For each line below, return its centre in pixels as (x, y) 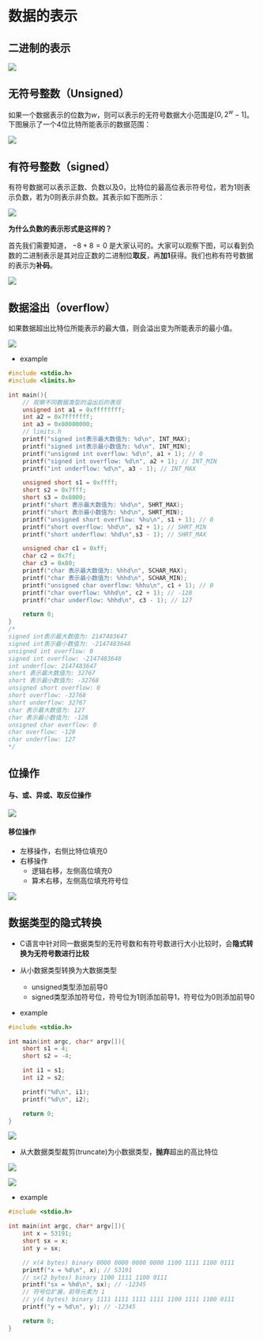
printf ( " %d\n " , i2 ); (56, 1099)
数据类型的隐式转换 (55, 923)
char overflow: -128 (42, 732)
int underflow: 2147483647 (53, 666)
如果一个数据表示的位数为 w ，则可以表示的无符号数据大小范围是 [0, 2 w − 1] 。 (131, 114)
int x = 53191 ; (47, 1234)
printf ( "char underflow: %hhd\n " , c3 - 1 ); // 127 (107, 600)
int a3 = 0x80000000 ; (58, 424)
